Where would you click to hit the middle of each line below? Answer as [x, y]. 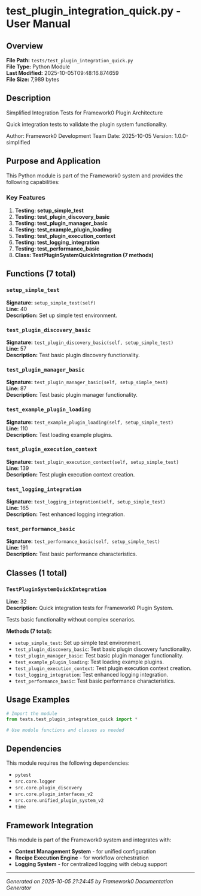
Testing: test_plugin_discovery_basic [62, 216]
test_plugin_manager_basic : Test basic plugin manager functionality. [99, 656]
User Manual [38, 24]
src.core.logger [35, 782]
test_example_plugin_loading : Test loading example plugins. [89, 662]
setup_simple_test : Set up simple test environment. [78, 643]
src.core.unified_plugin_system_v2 [59, 801]
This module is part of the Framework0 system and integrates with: [89, 840]
